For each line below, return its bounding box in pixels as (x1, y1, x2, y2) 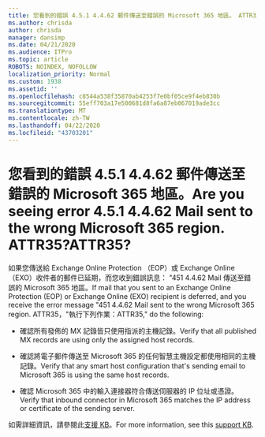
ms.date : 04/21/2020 (8, 41, 77, 49)
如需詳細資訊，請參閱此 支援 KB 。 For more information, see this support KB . (8, 420, 254, 429)
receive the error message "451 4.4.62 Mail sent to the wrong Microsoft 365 (8, 300, 255, 309)
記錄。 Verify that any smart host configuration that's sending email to (19, 360, 246, 371)
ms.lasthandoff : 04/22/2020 (8, 121, 101, 129)
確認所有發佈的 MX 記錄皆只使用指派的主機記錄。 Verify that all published (19, 326, 257, 335)
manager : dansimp (8, 33, 65, 42)
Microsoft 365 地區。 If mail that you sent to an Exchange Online (23, 282, 231, 292)
